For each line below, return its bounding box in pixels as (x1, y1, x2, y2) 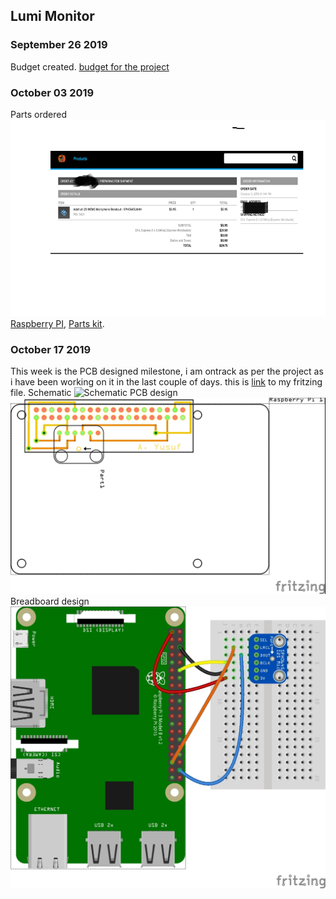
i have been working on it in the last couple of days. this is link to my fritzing (10, 376, 323, 388)
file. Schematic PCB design (10, 387, 178, 399)
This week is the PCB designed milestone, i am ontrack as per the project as (10, 365, 324, 378)
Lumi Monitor (10, 8, 95, 25)
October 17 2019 (10, 342, 92, 356)
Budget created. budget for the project (10, 60, 170, 73)
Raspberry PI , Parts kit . (10, 317, 105, 329)
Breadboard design (10, 595, 90, 608)
